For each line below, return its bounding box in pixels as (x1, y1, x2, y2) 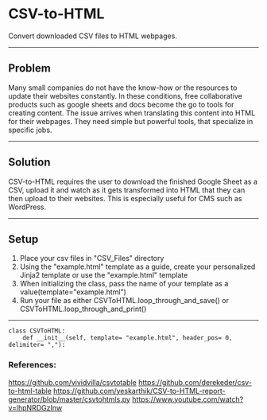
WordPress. (8, 202, 47, 212)
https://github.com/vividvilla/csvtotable (8, 377, 137, 387)
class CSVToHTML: (8, 327, 66, 335)
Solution (8, 156, 51, 169)
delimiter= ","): (8, 341, 66, 349)
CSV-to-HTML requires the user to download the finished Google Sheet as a (8, 177, 258, 186)
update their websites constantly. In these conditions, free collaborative (8, 91, 242, 100)
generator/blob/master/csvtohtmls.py (8, 395, 131, 404)
